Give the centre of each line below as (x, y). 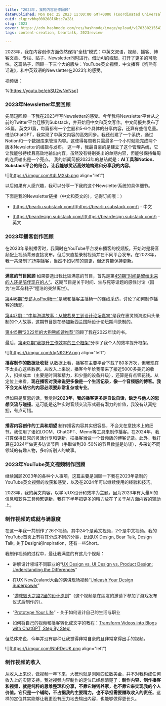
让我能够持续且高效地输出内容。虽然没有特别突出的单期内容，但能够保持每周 (83, 153)
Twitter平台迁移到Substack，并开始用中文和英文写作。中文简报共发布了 (86, 122)
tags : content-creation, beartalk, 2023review (54, 33)
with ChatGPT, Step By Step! (41, 628)
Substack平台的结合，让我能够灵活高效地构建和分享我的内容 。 (69, 166)
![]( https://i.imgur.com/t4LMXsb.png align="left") (55, 176)
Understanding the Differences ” (45, 570)
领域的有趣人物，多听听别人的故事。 (42, 450)
